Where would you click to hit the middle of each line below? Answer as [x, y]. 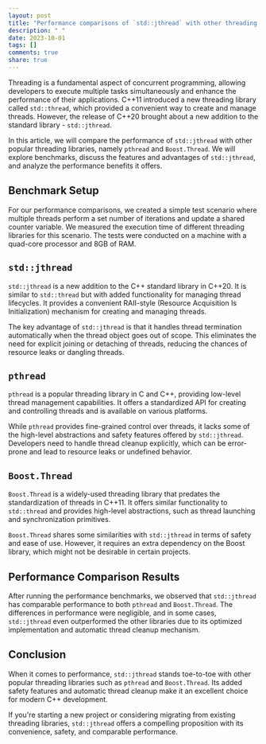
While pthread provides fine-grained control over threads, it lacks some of [129, 427]
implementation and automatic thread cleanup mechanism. [104, 629]
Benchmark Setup [54, 191]
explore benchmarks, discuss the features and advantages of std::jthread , [132, 157]
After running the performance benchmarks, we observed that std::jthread [132, 596]
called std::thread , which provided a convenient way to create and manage [132, 107]
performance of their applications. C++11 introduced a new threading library [132, 99]
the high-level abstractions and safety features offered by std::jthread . [126, 435]
